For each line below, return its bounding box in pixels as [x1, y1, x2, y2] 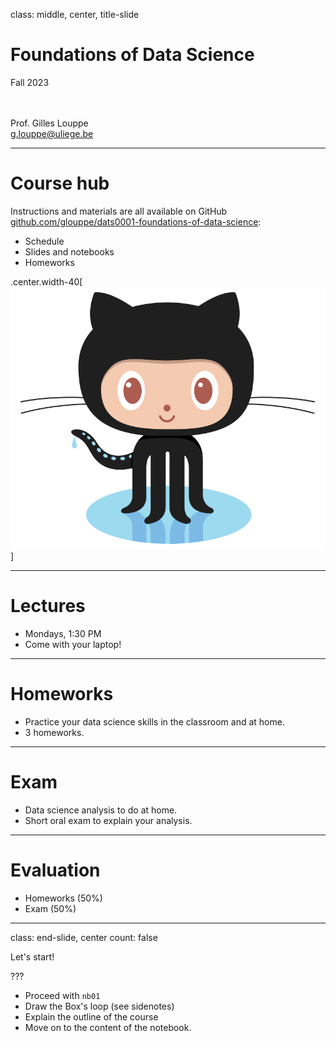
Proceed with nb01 [24, 989, 101, 1001]
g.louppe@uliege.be [10, 127, 94, 139]
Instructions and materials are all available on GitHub [10, 205, 228, 217]
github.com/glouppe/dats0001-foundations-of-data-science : [10, 215, 262, 228]
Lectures [10, 595, 86, 617]
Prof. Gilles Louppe [10, 117, 89, 129]
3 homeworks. [24, 726, 85, 738]
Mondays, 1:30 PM [24, 627, 102, 639]
